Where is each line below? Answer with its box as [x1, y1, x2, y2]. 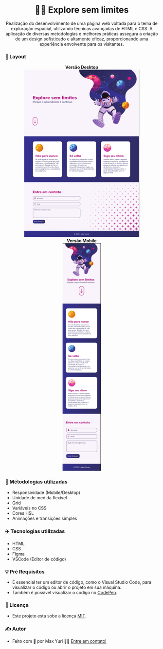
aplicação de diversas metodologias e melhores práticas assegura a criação [5, 31, 158, 36]
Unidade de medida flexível [12, 494, 67, 500]
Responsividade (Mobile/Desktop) [12, 490, 80, 495]
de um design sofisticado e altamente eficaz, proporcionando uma [15, 36, 148, 42]
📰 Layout [5, 53, 26, 60]
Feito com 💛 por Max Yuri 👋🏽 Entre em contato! [12, 638, 107, 644]
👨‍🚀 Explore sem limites [35, 4, 129, 16]
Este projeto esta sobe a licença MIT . [12, 613, 87, 619]
